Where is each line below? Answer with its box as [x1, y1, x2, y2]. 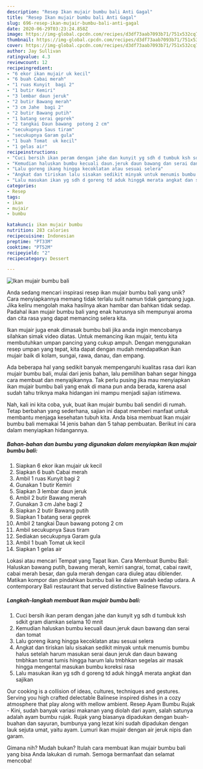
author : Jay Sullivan [7, 48, 61, 54]
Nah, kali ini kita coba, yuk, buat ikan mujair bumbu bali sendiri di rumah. [7, 401, 187, 408]
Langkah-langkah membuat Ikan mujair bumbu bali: [7, 596, 141, 604]
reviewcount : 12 [7, 59, 48, 65]
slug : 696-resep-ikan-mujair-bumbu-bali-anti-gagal [7, 20, 139, 26]
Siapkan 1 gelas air [15, 546, 62, 553]
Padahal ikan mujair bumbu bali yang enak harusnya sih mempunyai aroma [7, 308, 192, 316]
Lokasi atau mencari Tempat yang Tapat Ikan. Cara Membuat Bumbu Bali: [7, 557, 189, 564]
